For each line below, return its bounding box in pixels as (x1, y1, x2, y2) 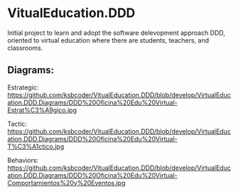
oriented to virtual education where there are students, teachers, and (7, 36, 210, 44)
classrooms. (7, 43, 43, 52)
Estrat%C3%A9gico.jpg (7, 105, 77, 114)
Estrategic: (7, 83, 39, 92)
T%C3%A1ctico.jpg (7, 142, 65, 151)
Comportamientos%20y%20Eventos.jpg (7, 178, 126, 187)
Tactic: (7, 119, 27, 128)
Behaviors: (7, 156, 39, 164)
